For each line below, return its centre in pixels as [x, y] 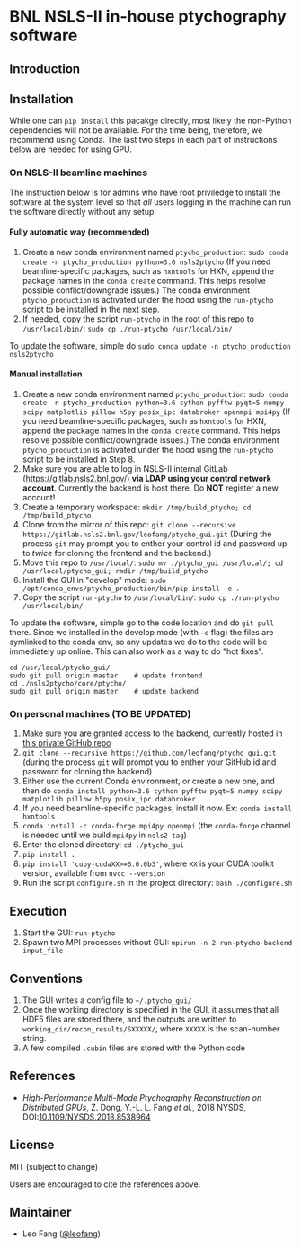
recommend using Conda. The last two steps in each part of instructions [143, 140]
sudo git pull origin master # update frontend [106, 676]
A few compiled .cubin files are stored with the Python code [133, 1048]
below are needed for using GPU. [71, 149]
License [32, 1145]
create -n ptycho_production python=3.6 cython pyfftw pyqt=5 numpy [153, 403]
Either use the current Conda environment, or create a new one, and [149, 781]
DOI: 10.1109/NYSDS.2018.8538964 [86, 1117]
